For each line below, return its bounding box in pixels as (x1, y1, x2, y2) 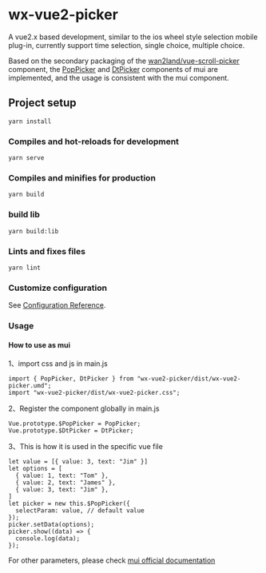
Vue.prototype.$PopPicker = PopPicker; (8, 420, 141, 428)
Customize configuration (8, 282, 108, 293)
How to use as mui (8, 340, 70, 349)
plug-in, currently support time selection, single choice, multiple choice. (8, 40, 245, 50)
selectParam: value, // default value (15, 507, 145, 515)
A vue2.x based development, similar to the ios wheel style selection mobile (8, 32, 258, 42)
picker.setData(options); (8, 521, 94, 529)
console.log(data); (15, 535, 81, 543)
